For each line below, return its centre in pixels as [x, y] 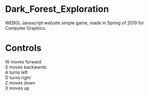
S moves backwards [26, 67]
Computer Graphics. [26, 28]
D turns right [18, 77]
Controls [23, 48]
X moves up [17, 88]
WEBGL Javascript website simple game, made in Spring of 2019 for [75, 23]
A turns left [17, 72]
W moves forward [23, 62]
